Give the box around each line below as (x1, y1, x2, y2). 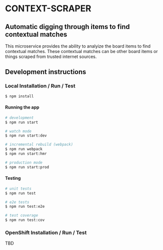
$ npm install (5, 94, 34, 99)
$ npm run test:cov (5, 218, 45, 222)
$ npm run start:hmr (5, 151, 47, 156)
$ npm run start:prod (5, 165, 49, 169)
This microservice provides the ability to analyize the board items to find (5, 43, 151, 49)
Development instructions (5, 68, 87, 76)
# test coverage (5, 213, 38, 218)
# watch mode (5, 129, 32, 134)
